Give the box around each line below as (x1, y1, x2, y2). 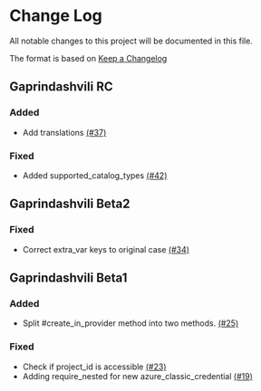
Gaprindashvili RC (9, 79, 113, 95)
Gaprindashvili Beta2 (9, 196, 130, 212)
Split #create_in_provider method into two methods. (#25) (22, 318, 239, 329)
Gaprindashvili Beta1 (9, 271, 128, 285)
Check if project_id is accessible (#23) (22, 361, 167, 372)
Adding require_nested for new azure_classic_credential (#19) (22, 370, 254, 381)
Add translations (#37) (22, 127, 107, 138)
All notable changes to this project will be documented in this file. (9, 35, 254, 46)
